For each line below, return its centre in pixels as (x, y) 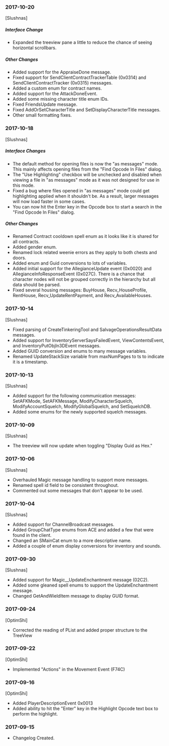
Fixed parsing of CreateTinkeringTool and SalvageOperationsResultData (87, 329)
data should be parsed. (37, 285)
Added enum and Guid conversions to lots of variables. (70, 263)
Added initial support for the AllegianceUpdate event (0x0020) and (82, 269)
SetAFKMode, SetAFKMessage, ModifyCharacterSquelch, (73, 401)
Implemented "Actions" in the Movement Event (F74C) (69, 669)
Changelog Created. (34, 738)
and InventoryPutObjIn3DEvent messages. (57, 346)
